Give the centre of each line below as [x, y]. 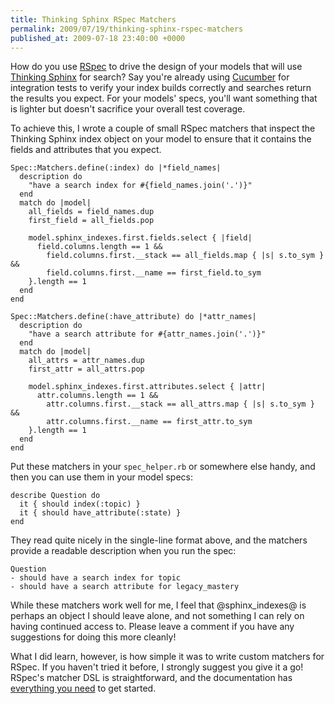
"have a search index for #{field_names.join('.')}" [140, 186]
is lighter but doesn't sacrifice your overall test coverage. [128, 109]
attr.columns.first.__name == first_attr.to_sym [149, 422]
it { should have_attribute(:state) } [100, 513]
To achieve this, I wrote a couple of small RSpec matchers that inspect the [163, 128]
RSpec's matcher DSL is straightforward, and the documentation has [151, 678]
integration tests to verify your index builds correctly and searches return [161, 88]
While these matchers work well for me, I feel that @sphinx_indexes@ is [158, 605]
